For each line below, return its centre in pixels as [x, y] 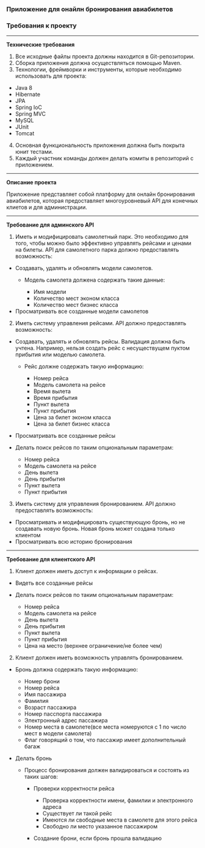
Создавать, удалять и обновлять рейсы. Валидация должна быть [100, 342]
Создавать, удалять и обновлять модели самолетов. [84, 268]
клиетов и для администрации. [47, 208]
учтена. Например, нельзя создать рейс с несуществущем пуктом [103, 348]
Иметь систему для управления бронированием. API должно [95, 504]
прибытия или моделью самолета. [60, 355]
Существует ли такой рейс [77, 814]
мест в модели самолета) [58, 734]
